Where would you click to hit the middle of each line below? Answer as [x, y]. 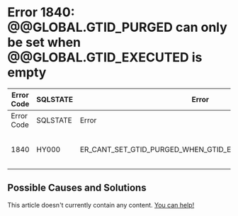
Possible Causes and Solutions [77, 188]
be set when [44, 42]
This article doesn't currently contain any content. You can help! [101, 205]
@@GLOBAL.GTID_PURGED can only [118, 27]
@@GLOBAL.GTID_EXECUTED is [105, 58]
